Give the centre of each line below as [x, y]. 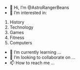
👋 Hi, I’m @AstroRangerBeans [39, 8]
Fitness [17, 37]
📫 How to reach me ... [32, 63]
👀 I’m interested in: [28, 13]
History [17, 22]
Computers [21, 43]
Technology [22, 27]
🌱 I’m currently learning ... [35, 52]
